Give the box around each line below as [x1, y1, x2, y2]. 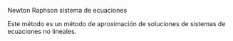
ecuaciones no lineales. [7, 28, 77, 35]
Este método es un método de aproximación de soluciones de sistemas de [7, 20, 226, 28]
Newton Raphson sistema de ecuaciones [7, 6, 128, 14]
